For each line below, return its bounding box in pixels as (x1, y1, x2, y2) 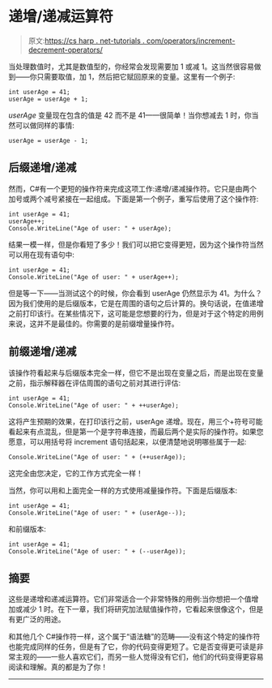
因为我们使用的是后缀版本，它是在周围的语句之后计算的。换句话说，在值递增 (8, 298, 264, 308)
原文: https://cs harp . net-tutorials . (28, 36, 146, 45)
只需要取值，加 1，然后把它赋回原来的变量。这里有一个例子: (36, 71, 236, 81)
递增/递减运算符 (8, 7, 113, 26)
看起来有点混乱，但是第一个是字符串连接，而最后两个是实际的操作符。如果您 (8, 427, 264, 436)
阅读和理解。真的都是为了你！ (8, 662, 108, 672)
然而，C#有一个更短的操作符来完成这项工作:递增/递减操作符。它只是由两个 (8, 183, 257, 193)
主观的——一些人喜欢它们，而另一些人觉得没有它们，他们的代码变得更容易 (15, 652, 264, 662)
